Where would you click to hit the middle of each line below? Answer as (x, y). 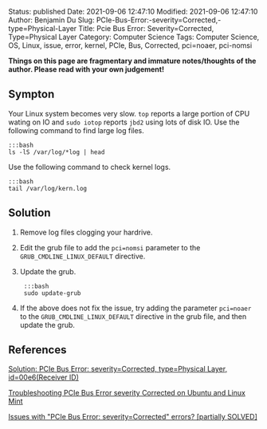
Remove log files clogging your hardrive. (86, 232)
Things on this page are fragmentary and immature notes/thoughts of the (132, 61)
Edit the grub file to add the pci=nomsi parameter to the (110, 247)
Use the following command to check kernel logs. (90, 167)
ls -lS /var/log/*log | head (57, 152)
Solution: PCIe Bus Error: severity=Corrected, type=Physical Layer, (118, 369)
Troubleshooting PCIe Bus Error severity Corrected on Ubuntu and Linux (127, 393)
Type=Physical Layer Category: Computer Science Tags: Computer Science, (134, 37)
